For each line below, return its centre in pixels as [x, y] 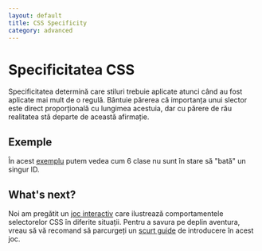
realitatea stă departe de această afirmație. [79, 117]
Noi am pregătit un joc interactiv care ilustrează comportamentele [116, 213]
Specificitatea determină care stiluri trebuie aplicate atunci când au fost [125, 91]
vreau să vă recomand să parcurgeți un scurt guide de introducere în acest [131, 230]
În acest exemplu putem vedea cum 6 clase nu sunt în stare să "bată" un [127, 161]
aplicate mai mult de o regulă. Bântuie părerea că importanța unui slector [128, 100]
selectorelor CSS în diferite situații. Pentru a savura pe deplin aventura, [124, 222]
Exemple [30, 142]
